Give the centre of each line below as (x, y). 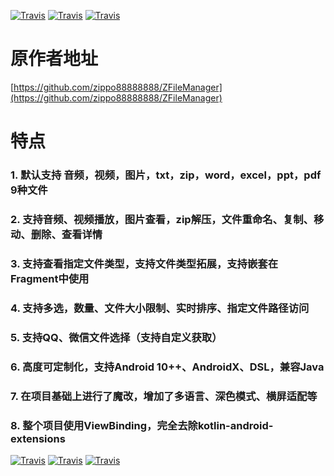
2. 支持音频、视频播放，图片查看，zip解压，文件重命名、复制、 (162, 219)
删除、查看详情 (66, 234)
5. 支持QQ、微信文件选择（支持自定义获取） (116, 337)
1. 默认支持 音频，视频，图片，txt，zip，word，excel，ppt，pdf (166, 175)
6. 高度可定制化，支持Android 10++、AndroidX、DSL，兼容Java (167, 367)
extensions (38, 438)
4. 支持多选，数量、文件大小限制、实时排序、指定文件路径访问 (160, 308)
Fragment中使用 (50, 278)
